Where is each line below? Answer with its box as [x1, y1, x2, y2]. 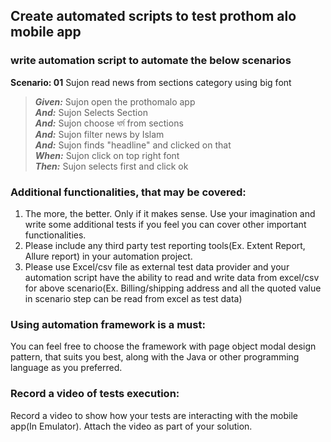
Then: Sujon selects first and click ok [34, 160, 189, 172]
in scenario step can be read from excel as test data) [24, 292, 243, 304]
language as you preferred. [10, 362, 123, 374]
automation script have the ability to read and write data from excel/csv [24, 271, 320, 283]
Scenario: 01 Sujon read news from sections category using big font [10, 76, 292, 88]
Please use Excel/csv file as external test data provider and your [24, 260, 290, 273]
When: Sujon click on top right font [34, 149, 180, 161]
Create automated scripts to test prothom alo [10, 8, 297, 25]
